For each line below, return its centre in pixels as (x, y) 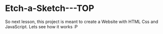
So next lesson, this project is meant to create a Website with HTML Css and (82, 22)
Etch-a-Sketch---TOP (50, 8)
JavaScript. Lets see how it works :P (41, 26)
